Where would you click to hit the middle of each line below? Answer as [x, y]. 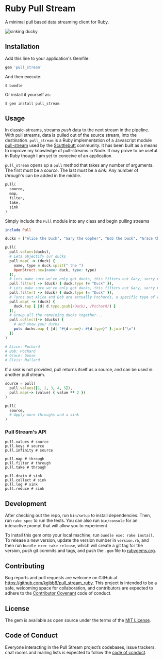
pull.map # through [25, 459]
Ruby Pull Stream [40, 9]
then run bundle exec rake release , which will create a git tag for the [74, 546]
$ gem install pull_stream [32, 103]
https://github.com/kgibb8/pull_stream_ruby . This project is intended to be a [81, 583]
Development [26, 504]
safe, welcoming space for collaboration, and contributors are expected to [79, 588]
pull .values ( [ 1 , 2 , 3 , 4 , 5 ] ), [41, 388]
